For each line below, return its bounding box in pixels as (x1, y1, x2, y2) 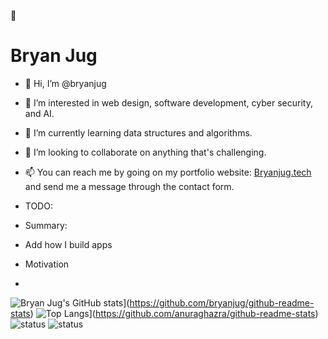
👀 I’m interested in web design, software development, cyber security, (24, 96, 313, 109)
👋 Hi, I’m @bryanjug (24, 77, 107, 89)
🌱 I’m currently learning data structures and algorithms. (24, 126, 253, 139)
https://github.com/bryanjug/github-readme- (129, 296, 315, 309)
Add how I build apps (24, 238, 113, 250)
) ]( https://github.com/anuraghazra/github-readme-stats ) (29, 307, 319, 319)
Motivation (24, 258, 70, 270)
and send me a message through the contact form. (24, 180, 235, 192)
